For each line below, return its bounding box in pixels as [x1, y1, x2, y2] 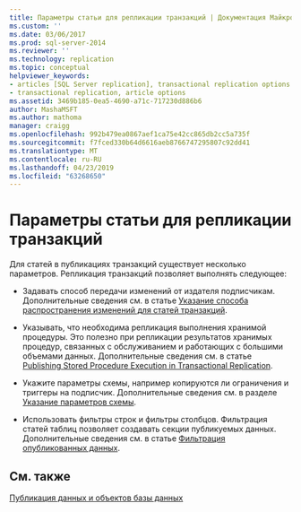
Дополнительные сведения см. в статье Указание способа [21, 295, 249, 306]
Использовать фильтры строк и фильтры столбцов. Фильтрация [21, 414, 268, 425]
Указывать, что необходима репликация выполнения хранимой [21, 322, 267, 333]
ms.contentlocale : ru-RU [9, 154, 102, 164]
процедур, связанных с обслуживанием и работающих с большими [21, 342, 284, 352]
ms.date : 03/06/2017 [9, 30, 87, 39]
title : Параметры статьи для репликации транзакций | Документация [9, 13, 267, 22]
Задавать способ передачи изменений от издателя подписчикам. [21, 286, 276, 297]
